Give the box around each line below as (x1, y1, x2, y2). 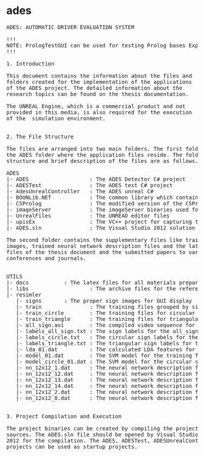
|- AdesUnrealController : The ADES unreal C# (6, 188, 154, 195)
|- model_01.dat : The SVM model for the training (16, 352, 192, 359)
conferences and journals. (6, 255, 87, 261)
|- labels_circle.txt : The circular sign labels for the (16, 334, 199, 340)
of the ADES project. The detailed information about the (6, 85, 183, 91)
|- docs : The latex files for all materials (6, 279, 176, 286)
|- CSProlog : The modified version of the (6, 200, 183, 207)
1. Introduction (6, 60, 55, 67)
